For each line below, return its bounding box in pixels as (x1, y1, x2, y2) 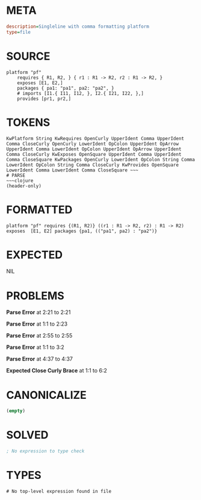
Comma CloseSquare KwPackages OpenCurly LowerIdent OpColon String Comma (6, 156, 196, 162)
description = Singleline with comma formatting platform (6, 23, 149, 29)
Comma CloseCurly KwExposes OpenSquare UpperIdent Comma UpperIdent (6, 151, 182, 157)
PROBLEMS (6, 289, 64, 303)
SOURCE (6, 49, 51, 63)
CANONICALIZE (6, 388, 87, 402)
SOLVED (6, 428, 49, 442)
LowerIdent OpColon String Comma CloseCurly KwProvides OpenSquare (6, 162, 179, 168)
